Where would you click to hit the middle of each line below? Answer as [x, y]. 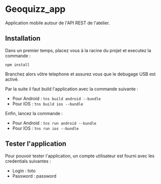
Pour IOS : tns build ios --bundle [48, 104]
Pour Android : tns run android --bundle [54, 123]
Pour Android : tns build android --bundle [56, 98]
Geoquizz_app [35, 9]
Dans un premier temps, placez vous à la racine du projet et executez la [78, 50]
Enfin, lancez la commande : [34, 113]
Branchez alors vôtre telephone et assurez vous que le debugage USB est [80, 74]
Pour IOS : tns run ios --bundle [46, 128]
